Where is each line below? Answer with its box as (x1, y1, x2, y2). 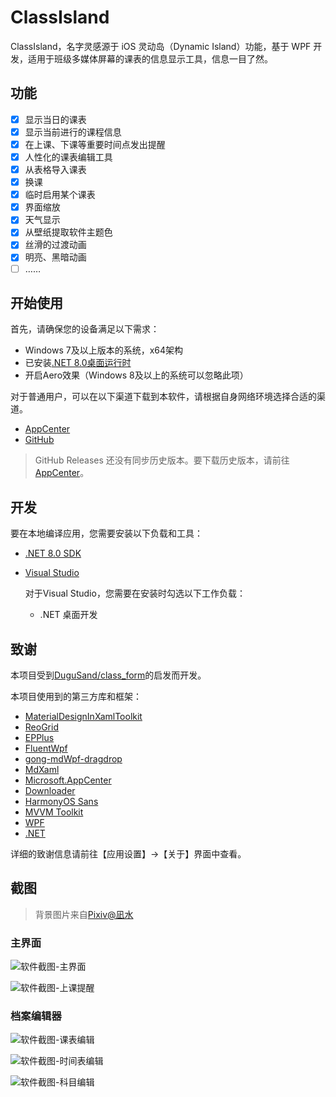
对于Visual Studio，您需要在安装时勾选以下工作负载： (24, 587, 246, 600)
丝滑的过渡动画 (24, 239, 87, 251)
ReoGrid (24, 721, 59, 733)
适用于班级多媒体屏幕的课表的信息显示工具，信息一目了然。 (27, 52, 273, 65)
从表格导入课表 (24, 164, 87, 175)
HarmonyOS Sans (24, 796, 99, 807)
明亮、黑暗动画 (24, 251, 87, 263)
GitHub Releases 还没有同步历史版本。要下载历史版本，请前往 (34, 454, 290, 466)
